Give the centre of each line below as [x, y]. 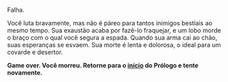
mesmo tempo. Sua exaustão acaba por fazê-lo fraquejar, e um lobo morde [114, 30]
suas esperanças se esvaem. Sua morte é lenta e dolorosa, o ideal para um [114, 45]
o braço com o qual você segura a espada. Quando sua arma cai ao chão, [112, 38]
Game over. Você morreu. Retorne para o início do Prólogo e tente [103, 65]
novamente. [25, 72]
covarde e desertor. [35, 52]
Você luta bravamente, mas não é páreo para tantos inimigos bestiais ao [110, 23]
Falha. [16, 10]
